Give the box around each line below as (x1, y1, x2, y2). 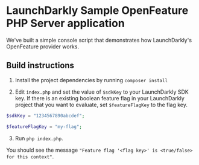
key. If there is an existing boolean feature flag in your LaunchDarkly (14, 94, 185, 102)
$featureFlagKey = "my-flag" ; (6, 123, 83, 130)
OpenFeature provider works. (6, 43, 80, 50)
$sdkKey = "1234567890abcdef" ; (6, 112, 85, 118)
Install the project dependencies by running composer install (14, 76, 168, 83)
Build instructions (6, 60, 74, 71)
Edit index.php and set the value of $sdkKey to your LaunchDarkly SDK (14, 88, 189, 95)
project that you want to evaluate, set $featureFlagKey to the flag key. (14, 101, 188, 108)
